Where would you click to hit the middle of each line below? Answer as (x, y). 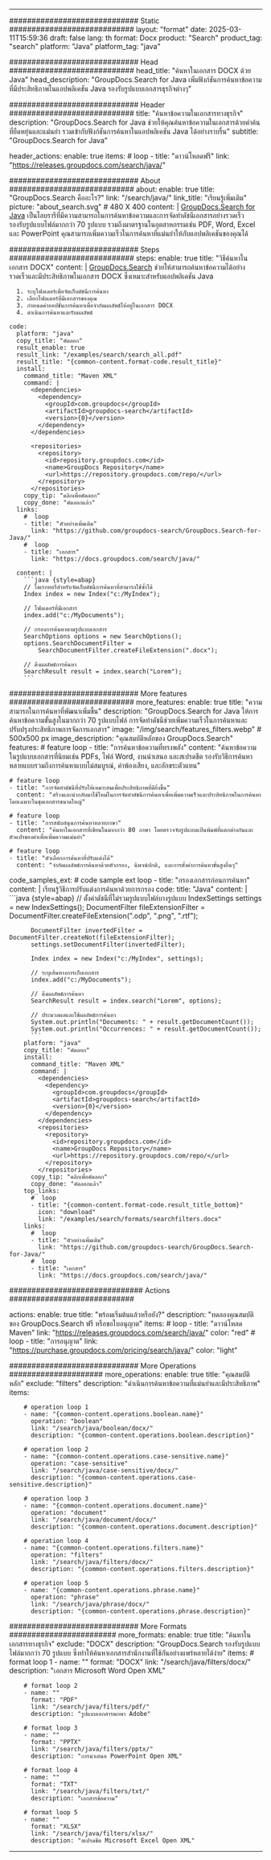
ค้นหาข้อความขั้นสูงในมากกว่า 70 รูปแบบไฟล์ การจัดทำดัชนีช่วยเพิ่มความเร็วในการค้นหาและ (128, 720)
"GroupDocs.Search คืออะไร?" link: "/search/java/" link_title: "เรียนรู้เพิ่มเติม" (128, 198)
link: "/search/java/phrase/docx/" (90, 1604)
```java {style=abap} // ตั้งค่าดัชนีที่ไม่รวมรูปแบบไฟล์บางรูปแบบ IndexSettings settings (135, 898)
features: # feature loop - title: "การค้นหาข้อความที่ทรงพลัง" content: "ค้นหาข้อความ (133, 747)
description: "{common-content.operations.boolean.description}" (142, 1435)
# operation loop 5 (56, 1583)
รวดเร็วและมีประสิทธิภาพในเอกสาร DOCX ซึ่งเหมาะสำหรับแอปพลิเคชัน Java (111, 276)
